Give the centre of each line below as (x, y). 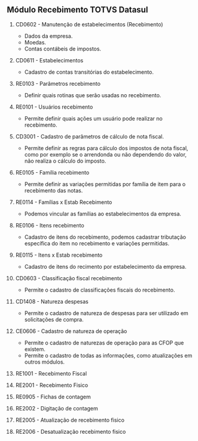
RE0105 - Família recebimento (52, 172)
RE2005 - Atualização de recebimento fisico (70, 420)
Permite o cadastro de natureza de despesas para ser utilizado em (106, 313)
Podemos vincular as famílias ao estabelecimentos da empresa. (103, 214)
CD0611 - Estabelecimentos (49, 60)
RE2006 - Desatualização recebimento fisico (71, 431)
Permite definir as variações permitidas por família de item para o (105, 184)
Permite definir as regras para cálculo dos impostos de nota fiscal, (106, 148)
